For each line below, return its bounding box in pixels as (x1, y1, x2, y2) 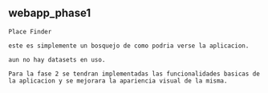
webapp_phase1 (8, 6, 91, 20)
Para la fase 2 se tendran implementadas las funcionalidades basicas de (8, 70, 261, 78)
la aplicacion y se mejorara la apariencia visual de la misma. (8, 76, 228, 85)
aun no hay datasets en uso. (8, 55, 106, 63)
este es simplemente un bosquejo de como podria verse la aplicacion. (8, 42, 250, 50)
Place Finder (8, 27, 52, 35)
